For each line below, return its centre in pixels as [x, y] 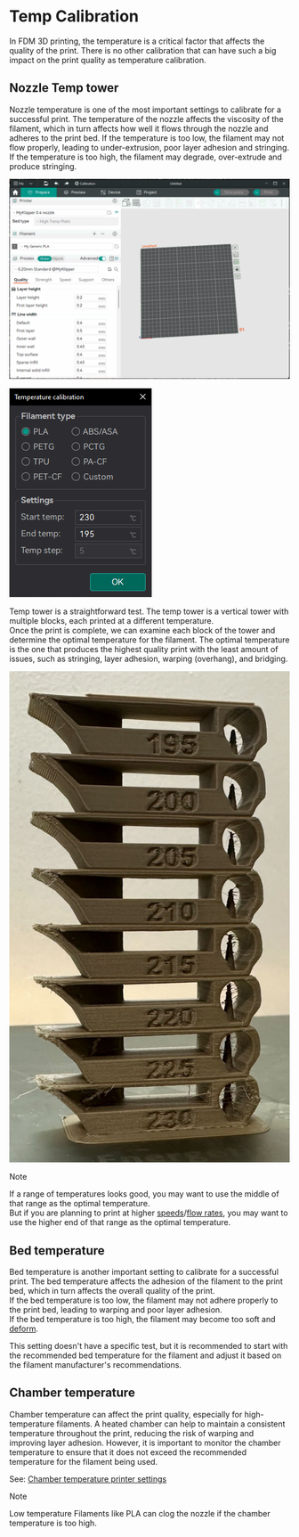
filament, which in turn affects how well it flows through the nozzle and [139, 128]
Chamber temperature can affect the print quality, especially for [126, 1414]
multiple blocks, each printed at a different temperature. [112, 621]
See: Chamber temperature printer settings [88, 1479]
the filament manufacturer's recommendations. [96, 1365]
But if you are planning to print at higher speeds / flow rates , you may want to [149, 1213]
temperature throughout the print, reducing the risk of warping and [132, 1433]
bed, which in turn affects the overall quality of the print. [112, 1291]
